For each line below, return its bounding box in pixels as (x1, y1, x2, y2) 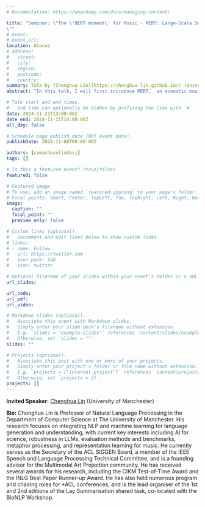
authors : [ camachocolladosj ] (6, 150, 81, 156)
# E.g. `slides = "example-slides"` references (6, 330, 135, 336)
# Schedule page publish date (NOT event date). (6, 133, 132, 139)
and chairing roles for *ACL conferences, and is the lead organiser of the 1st (6, 481, 198, 488)
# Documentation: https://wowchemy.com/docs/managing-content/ (6, 9, 171, 15)
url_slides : (6, 279, 37, 285)
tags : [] (6, 155, 29, 162)
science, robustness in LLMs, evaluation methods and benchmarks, (6, 435, 176, 442)
